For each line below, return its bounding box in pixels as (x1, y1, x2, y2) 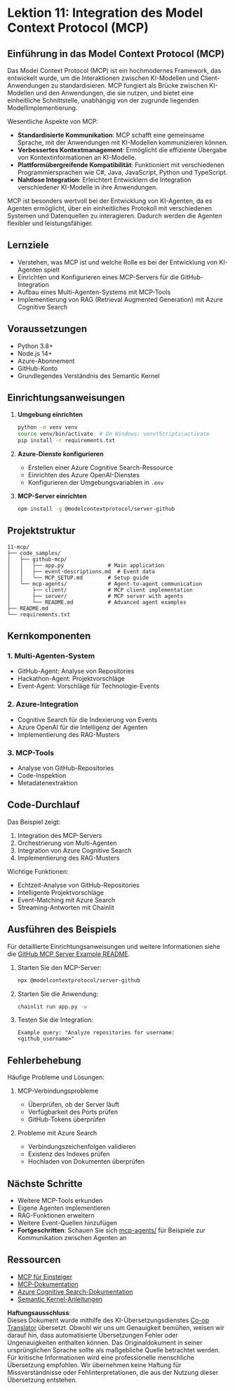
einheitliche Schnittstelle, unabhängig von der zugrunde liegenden (7, 96, 199, 105)
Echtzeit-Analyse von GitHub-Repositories (17, 881, 140, 889)
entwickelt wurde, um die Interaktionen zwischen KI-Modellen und (7, 74, 199, 82)
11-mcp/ (7, 543, 30, 550)
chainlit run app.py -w (17, 1003, 88, 1010)
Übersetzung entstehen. (7, 1376, 77, 1384)
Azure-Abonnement (17, 357, 75, 365)
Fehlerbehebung (7, 1054, 82, 1066)
